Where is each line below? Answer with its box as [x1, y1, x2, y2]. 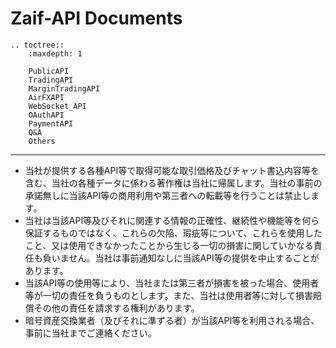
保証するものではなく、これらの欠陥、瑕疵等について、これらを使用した [24, 227, 323, 239]
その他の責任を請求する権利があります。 [33, 302, 200, 314]
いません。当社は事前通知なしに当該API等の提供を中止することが [51, 252, 320, 264]
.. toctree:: [10, 40, 65, 50]
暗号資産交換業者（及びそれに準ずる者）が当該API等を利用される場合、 [24, 314, 320, 326]
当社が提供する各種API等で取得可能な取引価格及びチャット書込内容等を [24, 164, 320, 176]
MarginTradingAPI [28, 83, 101, 94]
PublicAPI [28, 66, 70, 76]
